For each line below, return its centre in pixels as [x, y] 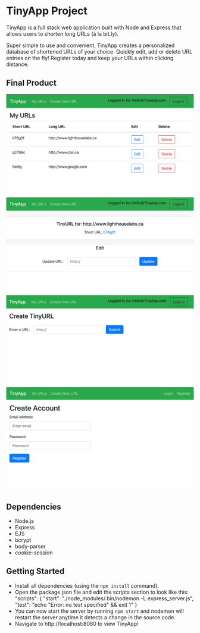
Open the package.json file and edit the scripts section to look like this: [102, 592]
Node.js [24, 521]
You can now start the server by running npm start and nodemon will [99, 611]
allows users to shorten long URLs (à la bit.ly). [62, 33]
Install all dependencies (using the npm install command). [87, 585]
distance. [18, 64]
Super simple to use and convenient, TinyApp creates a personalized [90, 45]
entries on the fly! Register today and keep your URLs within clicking [90, 58]
